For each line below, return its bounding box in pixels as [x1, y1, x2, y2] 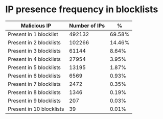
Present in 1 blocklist [8, 31, 58, 38]
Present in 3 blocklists [8, 47, 61, 54]
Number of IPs [68, 22, 105, 29]
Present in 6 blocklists [8, 72, 61, 79]
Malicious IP [20, 22, 52, 29]
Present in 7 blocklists [8, 80, 61, 87]
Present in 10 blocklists [8, 105, 64, 112]
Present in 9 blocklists [8, 97, 61, 104]
